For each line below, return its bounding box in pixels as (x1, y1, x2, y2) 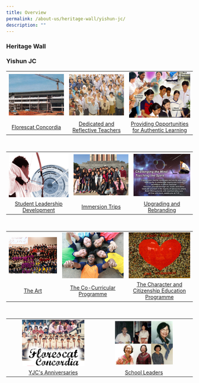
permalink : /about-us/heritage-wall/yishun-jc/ (6, 15, 126, 22)
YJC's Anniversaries (28, 369, 78, 376)
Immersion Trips (81, 203, 121, 210)
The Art (23, 287, 43, 294)
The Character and (136, 281, 182, 288)
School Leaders (124, 369, 163, 376)
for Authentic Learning (132, 127, 188, 134)
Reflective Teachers (72, 127, 121, 134)
